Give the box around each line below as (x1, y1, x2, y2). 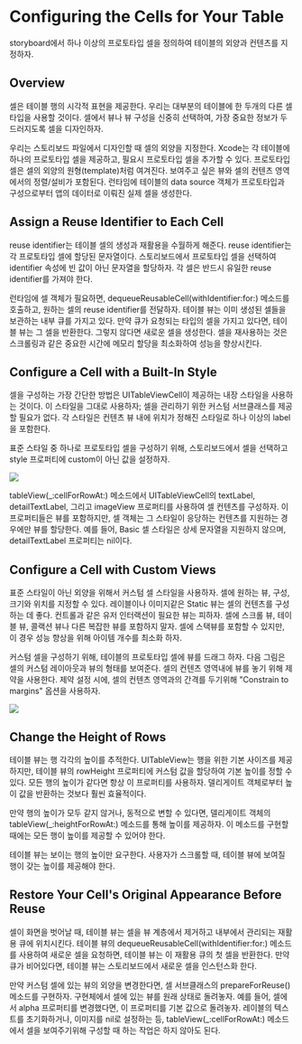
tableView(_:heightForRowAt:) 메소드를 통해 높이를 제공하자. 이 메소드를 (9, 819, 265, 829)
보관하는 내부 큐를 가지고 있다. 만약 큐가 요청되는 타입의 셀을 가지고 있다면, (9, 315, 271, 326)
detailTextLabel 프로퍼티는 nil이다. (9, 535, 133, 546)
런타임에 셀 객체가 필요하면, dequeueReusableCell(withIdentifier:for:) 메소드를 (9, 292, 290, 304)
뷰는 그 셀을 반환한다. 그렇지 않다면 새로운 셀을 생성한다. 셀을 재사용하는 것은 (18, 326, 288, 337)
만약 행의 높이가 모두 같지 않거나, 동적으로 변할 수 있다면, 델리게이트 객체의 (9, 807, 271, 818)
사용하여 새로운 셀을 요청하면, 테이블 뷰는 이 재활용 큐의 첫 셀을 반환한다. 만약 (18, 949, 290, 960)
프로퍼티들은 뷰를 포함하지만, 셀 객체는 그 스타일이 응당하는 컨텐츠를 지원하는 (9, 513, 279, 523)
